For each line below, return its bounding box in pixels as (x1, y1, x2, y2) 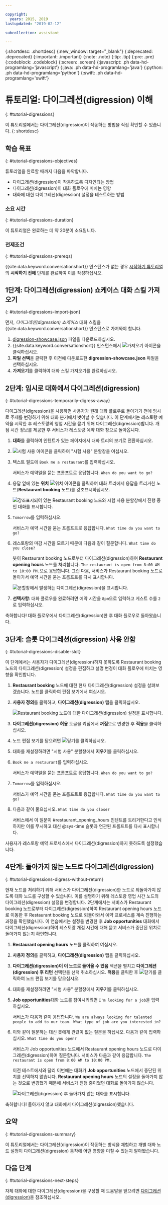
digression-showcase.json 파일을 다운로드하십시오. (12, 336, 115, 342)
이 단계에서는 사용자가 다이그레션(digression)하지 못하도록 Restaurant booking (5, 659, 161, 665)
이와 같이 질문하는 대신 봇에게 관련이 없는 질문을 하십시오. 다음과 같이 (12, 1029, 148, 1035)
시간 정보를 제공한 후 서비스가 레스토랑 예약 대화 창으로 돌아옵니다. (10, 427, 140, 433)
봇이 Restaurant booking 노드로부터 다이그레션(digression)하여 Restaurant (12, 555, 163, 561)
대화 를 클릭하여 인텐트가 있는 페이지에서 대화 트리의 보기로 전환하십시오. (12, 437, 153, 443)
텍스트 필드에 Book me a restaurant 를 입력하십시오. (12, 459, 115, 465)
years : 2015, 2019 (10, 16, 49, 22)
